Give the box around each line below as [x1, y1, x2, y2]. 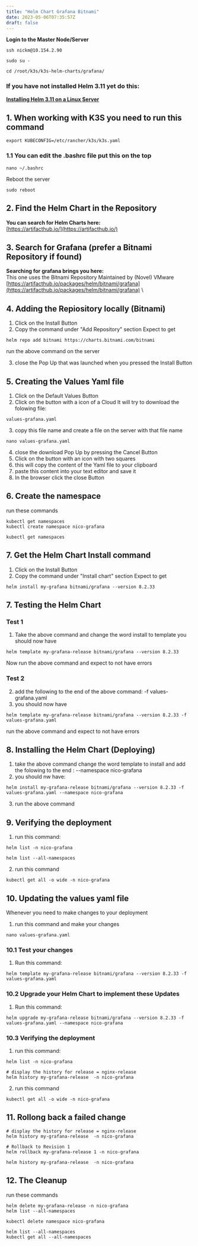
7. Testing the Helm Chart [6, 600, 102, 610]
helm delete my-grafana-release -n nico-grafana [6, 1203, 129, 1209]
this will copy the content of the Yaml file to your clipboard [14, 461, 158, 468]
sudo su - [6, 58, 31, 64]
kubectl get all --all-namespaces [6, 1234, 92, 1240]
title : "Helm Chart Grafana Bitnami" [6, 8, 100, 15]
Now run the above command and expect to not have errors [6, 659, 152, 666]
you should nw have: [14, 773, 66, 781]
